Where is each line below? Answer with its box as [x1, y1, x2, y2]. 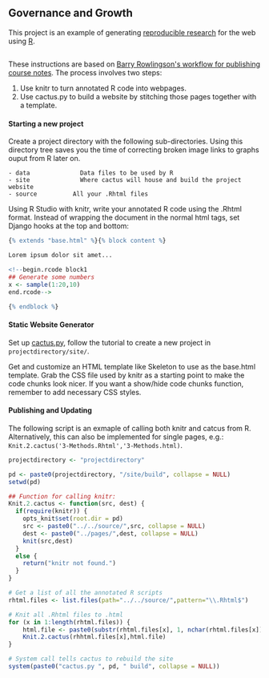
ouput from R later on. [8, 154, 81, 163]
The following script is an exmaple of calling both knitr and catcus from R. [8, 423, 251, 433]
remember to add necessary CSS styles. [8, 387, 142, 397]
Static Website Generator [8, 320, 94, 329]
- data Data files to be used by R [8, 169, 174, 177]
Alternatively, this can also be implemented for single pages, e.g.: [8, 432, 224, 442]
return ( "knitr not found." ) [22, 559, 116, 567]
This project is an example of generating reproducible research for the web [8, 27, 256, 37]
